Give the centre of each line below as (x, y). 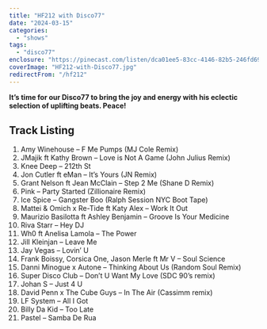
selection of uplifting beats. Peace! (68, 105)
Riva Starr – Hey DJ (52, 225)
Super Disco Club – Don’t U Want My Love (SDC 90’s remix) (118, 276)
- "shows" (32, 38)
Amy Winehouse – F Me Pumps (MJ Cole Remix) (99, 149)
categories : (29, 30)
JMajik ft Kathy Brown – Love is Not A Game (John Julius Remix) (125, 158)
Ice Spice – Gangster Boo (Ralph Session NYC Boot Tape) (114, 200)
